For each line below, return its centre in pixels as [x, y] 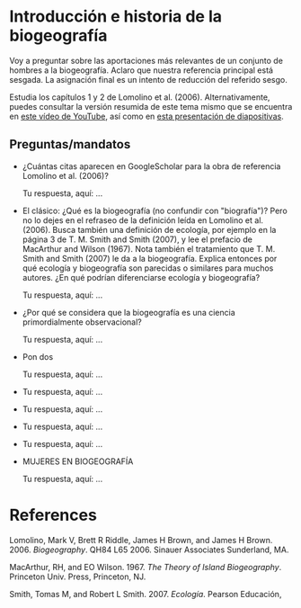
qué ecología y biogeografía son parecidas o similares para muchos [148, 268]
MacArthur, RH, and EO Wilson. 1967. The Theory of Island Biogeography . [146, 567]
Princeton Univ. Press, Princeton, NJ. [78, 577]
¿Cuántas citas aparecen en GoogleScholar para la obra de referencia [151, 166]
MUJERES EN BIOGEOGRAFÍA [78, 461]
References [53, 515]
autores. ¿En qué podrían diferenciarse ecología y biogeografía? [141, 277]
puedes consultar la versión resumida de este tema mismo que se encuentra [151, 106]
